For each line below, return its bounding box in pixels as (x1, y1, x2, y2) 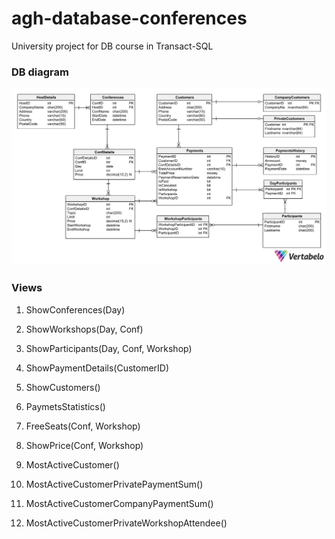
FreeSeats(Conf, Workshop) (25, 420, 141, 432)
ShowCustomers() (25, 381, 101, 393)
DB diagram (11, 65, 69, 79)
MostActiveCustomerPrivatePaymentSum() (25, 478, 204, 490)
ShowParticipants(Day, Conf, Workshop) (25, 342, 193, 354)
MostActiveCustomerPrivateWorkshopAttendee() (25, 517, 228, 529)
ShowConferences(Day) (25, 303, 126, 316)
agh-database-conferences (11, 7, 248, 30)
